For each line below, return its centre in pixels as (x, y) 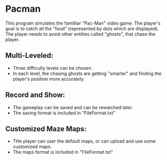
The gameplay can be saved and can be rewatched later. (73, 107)
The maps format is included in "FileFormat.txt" (63, 152)
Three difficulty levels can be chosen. (53, 68)
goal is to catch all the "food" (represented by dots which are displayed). (82, 28)
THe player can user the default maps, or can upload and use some (84, 141)
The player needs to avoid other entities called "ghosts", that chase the (80, 34)
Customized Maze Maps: (46, 129)
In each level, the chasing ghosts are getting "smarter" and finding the (87, 73)
